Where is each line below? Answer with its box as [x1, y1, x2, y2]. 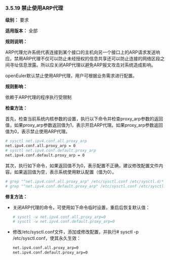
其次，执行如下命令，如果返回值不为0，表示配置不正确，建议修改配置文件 [5, 162, 159, 168]
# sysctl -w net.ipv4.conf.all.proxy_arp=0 [12, 214, 106, 219]
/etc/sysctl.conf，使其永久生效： [12, 235, 81, 241]
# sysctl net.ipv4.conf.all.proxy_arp [5, 138, 87, 144]
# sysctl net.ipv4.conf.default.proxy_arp [5, 148, 96, 153]
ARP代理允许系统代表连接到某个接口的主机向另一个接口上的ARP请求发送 [5, 49, 156, 55]
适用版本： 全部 [5, 28, 38, 34]
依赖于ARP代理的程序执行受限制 [5, 94, 72, 100]
